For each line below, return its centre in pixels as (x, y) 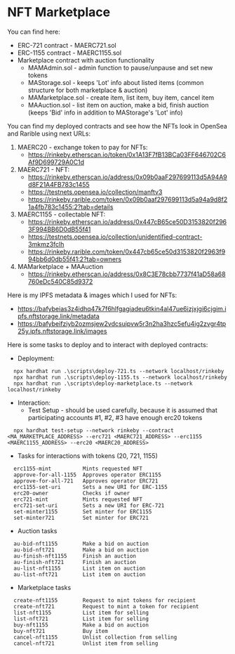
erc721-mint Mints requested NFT (78, 499)
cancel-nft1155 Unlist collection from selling (95, 637)
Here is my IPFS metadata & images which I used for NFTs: (92, 295)
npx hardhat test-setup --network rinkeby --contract (94, 430)
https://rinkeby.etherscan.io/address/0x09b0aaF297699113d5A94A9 (128, 177)
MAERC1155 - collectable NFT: (61, 214)
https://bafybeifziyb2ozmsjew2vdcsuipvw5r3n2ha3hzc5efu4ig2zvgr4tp (122, 323)
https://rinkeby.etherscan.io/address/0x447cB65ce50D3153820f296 (127, 221)
